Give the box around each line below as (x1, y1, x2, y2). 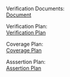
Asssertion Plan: (6, 59, 46, 65)
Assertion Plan (6, 65, 42, 72)
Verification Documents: (6, 5, 65, 12)
